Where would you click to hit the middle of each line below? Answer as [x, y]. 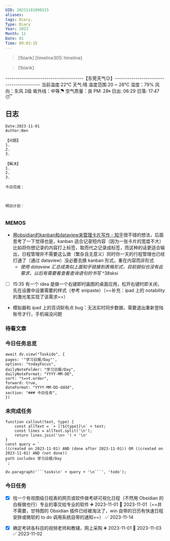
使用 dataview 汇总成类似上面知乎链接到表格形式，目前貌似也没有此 [92, 266]
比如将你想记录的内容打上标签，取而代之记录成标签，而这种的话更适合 [87, 248]
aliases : [15, 15]
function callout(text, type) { [40, 422]
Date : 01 [15, 39]
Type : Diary [18, 24]
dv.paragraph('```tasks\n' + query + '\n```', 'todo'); [66, 472]
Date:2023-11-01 [22, 126]
